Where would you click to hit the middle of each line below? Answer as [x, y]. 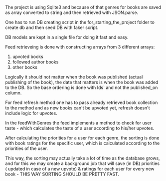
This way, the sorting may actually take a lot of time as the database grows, [83, 158]
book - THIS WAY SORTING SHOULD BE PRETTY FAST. [62, 174]
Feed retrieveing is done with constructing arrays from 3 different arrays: [80, 47]
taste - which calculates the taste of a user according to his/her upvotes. [80, 128]
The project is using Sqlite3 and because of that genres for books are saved [83, 7]
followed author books [35, 62]
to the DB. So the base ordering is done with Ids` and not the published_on [82, 87]
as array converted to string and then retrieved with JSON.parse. [72, 12]
